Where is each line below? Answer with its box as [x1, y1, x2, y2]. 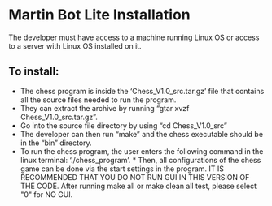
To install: [8, 65, 59, 79]
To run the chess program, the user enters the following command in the [20, 146, 264, 156]
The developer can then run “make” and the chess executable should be [20, 129, 263, 139]
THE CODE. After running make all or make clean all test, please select [20, 181, 257, 191]
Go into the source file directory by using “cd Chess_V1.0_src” [20, 120, 228, 131]
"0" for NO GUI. [20, 189, 73, 200]
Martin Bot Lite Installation [8, 6, 191, 24]
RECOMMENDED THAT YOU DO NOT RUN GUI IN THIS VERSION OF [20, 172, 250, 182]
